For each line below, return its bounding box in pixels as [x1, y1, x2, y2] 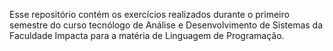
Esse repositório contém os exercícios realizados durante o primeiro [9, 9, 290, 20]
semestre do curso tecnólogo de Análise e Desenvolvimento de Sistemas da [9, 19, 324, 31]
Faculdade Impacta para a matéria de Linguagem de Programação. [9, 30, 285, 41]
